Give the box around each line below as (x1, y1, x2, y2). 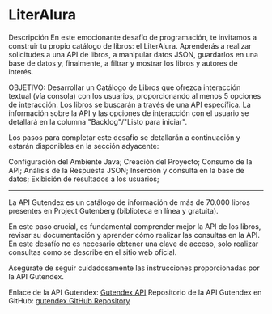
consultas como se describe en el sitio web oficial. (8, 247, 177, 257)
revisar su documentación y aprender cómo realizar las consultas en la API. (8, 230, 261, 240)
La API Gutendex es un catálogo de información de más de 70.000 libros (8, 197, 251, 207)
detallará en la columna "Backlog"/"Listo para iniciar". (8, 117, 188, 126)
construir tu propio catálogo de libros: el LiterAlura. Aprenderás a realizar (8, 40, 252, 50)
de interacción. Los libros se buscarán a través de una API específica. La (8, 100, 251, 109)
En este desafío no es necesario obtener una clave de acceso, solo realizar (8, 239, 259, 248)
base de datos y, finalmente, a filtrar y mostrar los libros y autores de (8, 58, 238, 68)
